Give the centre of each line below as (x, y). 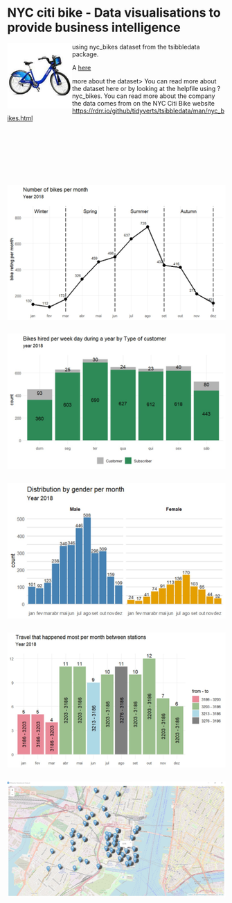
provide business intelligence (94, 27)
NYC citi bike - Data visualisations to (114, 13)
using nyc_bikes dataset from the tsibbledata (136, 47)
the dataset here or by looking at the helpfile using (144, 88)
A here (82, 67)
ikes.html (20, 118)
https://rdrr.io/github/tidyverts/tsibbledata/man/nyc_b (149, 111)
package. (86, 54)
